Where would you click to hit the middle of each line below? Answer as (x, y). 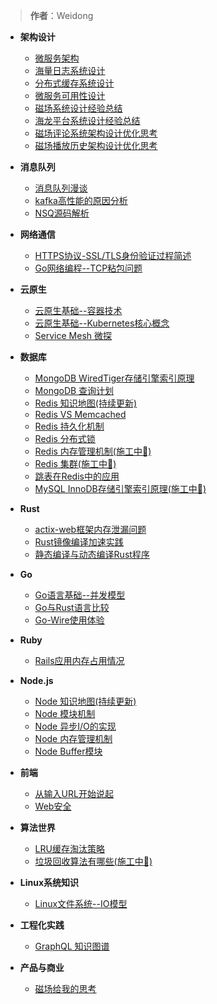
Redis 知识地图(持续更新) (86, 403)
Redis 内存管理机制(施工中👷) (93, 451)
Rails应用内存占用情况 (79, 660)
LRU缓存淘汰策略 (69, 848)
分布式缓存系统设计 (74, 83)
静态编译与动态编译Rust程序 (92, 554)
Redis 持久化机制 (69, 426)
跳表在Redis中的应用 (77, 476)
